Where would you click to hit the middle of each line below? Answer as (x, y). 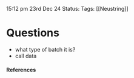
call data (26, 56)
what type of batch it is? (45, 49)
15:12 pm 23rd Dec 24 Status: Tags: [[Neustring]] (67, 9)
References (21, 70)
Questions (33, 33)
